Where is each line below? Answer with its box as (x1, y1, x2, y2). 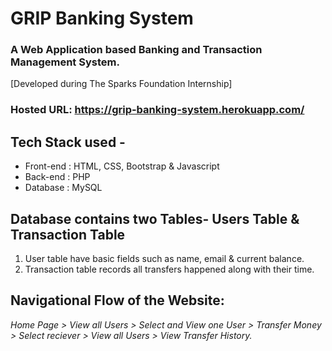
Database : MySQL (24, 182, 103, 194)
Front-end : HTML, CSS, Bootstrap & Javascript (24, 160, 220, 172)
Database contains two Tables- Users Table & (10, 210, 300, 227)
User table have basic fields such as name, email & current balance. (24, 253, 305, 265)
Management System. (10, 55, 120, 69)
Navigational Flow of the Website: (10, 292, 225, 309)
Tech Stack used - (10, 133, 126, 151)
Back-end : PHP (24, 171, 91, 183)
